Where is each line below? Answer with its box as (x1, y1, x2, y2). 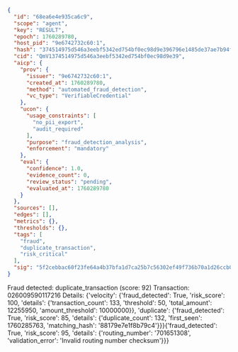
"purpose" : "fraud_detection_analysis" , (25, 138, 147, 145)
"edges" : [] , (13, 211, 52, 219)
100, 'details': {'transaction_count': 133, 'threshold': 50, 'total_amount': (7, 298, 212, 307)
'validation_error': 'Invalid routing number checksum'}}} (7, 336, 169, 344)
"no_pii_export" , (33, 119, 84, 126)
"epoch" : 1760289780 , (13, 33, 78, 40)
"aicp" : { (13, 60, 42, 67)
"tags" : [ (13, 231, 42, 238)
